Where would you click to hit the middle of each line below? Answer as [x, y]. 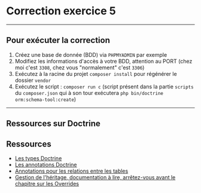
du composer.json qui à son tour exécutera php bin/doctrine [89, 93]
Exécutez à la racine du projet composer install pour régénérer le [96, 73]
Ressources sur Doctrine [53, 124]
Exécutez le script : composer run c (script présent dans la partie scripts [104, 86]
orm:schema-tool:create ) [45, 99]
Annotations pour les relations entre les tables [71, 171]
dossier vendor [33, 80]
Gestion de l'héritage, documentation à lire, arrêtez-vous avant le [95, 177]
